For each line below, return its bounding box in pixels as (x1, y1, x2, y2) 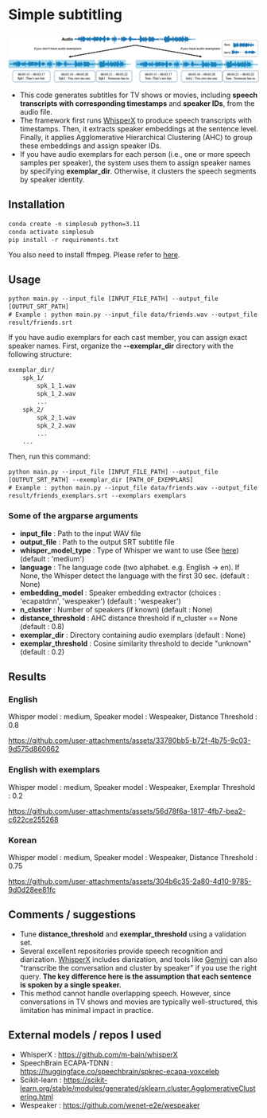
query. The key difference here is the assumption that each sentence (19, 971, 252, 981)
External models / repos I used (8, 1029, 162, 1042)
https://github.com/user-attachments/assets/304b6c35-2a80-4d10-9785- (8, 877, 252, 886)
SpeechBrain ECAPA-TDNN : (19, 1057, 114, 1068)
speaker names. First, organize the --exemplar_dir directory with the (8, 341, 234, 351)
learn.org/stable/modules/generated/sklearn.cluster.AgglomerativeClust (19, 1083, 256, 1093)
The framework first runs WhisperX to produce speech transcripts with (19, 115, 253, 125)
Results (8, 670, 47, 684)
